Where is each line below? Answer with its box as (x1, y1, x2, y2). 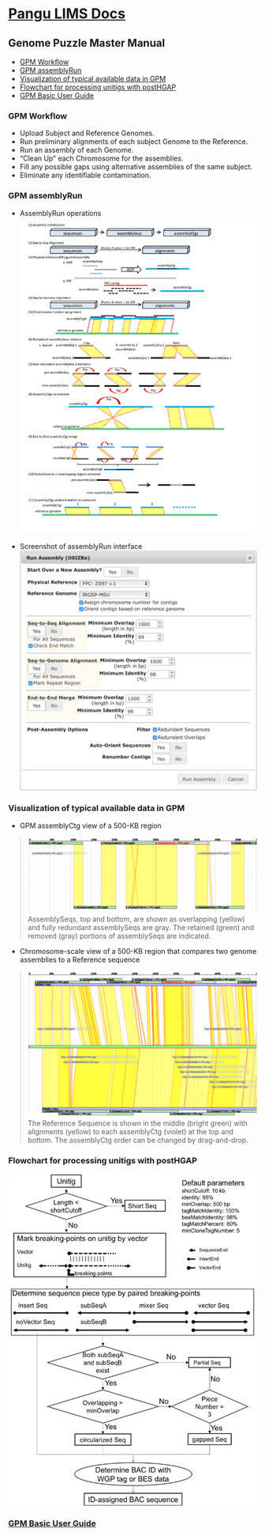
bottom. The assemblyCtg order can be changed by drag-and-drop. (27, 1135, 248, 1144)
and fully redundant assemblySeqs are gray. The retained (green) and (27, 923, 255, 933)
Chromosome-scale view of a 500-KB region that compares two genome (19, 947, 257, 956)
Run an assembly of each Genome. (19, 146, 134, 155)
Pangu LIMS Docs (8, 5, 126, 23)
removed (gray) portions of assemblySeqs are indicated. (27, 931, 211, 941)
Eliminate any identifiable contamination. (19, 171, 151, 180)
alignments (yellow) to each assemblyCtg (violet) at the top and (27, 1126, 234, 1136)
